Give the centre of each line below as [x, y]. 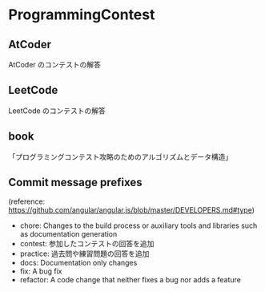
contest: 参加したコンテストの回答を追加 [87, 244]
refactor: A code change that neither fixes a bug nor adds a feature [130, 280]
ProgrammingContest [82, 15]
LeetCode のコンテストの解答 [57, 111]
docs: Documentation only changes [78, 263]
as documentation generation [68, 234]
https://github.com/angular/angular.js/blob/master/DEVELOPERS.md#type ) [131, 210]
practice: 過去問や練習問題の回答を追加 [84, 253]
